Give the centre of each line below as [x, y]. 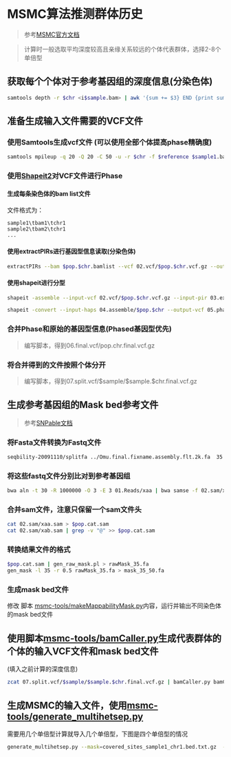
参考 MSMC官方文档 [52, 34]
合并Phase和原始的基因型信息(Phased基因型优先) [89, 329]
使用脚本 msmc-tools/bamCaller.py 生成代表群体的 [114, 638]
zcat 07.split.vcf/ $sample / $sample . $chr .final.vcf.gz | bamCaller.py [109, 682]
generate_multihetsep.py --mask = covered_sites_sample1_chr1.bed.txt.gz [112, 747]
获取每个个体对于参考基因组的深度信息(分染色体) [110, 82]
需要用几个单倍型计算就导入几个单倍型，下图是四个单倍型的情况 [97, 734]
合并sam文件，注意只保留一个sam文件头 [75, 510]
